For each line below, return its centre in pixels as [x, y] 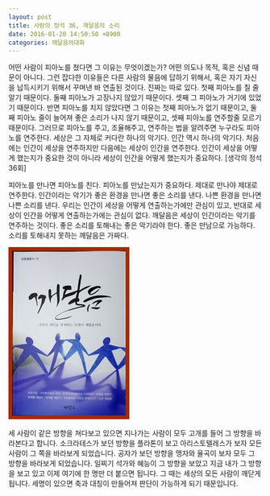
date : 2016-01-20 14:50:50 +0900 [64, 34]
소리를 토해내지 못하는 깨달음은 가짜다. [69, 236]
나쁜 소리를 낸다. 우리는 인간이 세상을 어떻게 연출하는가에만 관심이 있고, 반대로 [131, 205]
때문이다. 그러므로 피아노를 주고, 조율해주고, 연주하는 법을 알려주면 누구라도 [127, 128]
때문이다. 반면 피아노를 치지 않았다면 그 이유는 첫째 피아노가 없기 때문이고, [133, 108]
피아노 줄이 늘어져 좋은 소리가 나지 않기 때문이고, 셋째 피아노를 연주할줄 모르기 [139, 118]
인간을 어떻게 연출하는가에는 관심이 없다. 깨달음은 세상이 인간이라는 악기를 [139, 215]
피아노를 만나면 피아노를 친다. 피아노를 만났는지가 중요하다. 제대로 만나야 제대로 [133, 185]
